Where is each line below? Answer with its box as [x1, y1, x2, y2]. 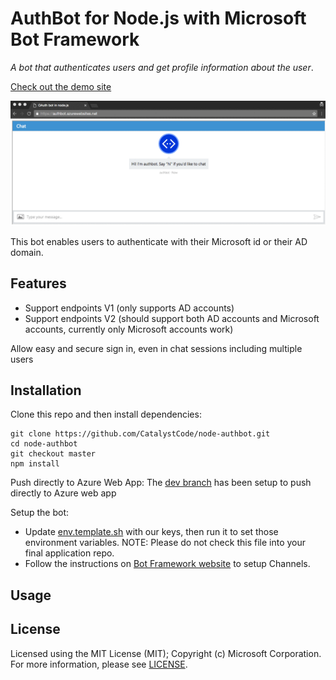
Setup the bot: [10, 507, 70, 519]
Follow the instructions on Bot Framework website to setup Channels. [24, 558, 311, 570]
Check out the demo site [10, 80, 112, 92]
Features [10, 275, 67, 292]
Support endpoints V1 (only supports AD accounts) [24, 302, 235, 314]
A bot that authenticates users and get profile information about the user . [10, 61, 314, 73]
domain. [10, 246, 44, 258]
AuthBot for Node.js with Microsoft [10, 7, 307, 30]
